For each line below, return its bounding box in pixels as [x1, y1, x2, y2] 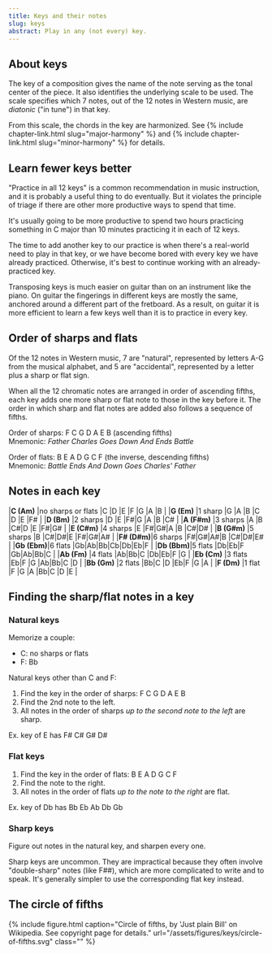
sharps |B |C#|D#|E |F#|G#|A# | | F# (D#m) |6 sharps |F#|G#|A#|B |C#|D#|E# [8, 532, 264, 542]
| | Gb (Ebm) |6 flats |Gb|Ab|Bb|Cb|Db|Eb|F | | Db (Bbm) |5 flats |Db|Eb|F [8, 540, 245, 550]
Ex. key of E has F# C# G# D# [8, 730, 108, 740]
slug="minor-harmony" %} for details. [38, 137, 166, 147]
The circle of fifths [8, 898, 104, 912]
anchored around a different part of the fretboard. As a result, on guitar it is [8, 299, 260, 309]
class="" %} [54, 936, 96, 946]
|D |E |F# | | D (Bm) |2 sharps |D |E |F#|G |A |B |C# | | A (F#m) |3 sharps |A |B [8, 514, 263, 525]
